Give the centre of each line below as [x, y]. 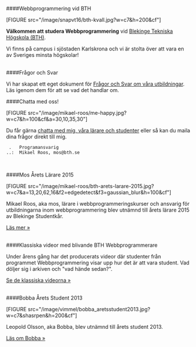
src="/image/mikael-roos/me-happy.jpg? [77, 113]
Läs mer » [18, 227]
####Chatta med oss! [32, 101]
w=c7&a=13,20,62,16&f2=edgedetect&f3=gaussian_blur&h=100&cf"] [89, 192]
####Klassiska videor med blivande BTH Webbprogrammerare [82, 245]
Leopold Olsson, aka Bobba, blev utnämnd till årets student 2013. [85, 327]
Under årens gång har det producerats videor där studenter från [84, 256]
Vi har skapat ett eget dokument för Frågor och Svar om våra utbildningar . [95, 84]
